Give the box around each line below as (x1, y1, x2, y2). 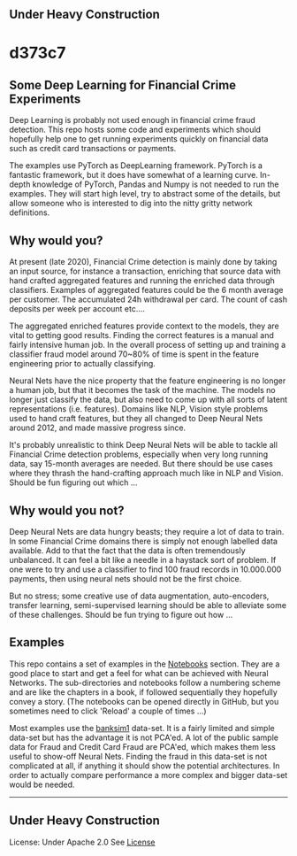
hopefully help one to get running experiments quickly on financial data (9, 134, 269, 144)
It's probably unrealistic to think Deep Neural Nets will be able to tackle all (9, 440, 278, 451)
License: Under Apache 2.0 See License (9, 837, 156, 847)
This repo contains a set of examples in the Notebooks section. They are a (9, 659, 280, 669)
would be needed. (9, 779, 75, 790)
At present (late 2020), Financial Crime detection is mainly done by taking (9, 257, 278, 267)
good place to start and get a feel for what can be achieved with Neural (9, 667, 269, 678)
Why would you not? (9, 503, 126, 518)
